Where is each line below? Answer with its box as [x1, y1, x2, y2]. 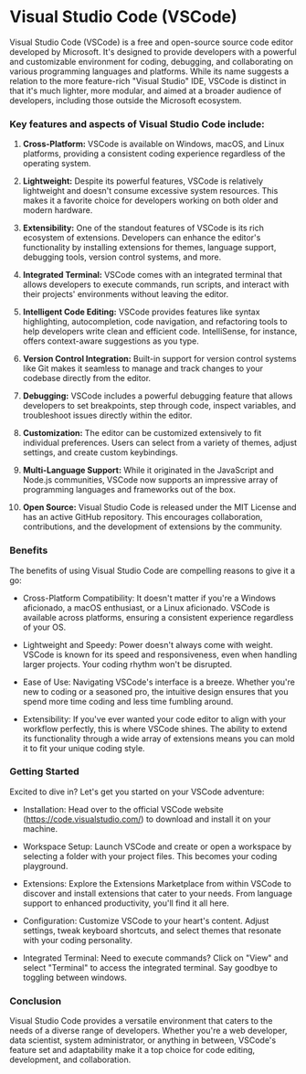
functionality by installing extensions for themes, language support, [22, 242, 277, 253]
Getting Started [9, 765, 79, 778]
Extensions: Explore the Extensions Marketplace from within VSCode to [22, 877, 292, 888]
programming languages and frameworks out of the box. [22, 484, 236, 495]
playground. [22, 860, 69, 871]
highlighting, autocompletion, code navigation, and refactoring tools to [22, 316, 288, 327]
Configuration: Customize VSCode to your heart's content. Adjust [22, 915, 269, 926]
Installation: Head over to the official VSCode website [22, 803, 224, 814]
